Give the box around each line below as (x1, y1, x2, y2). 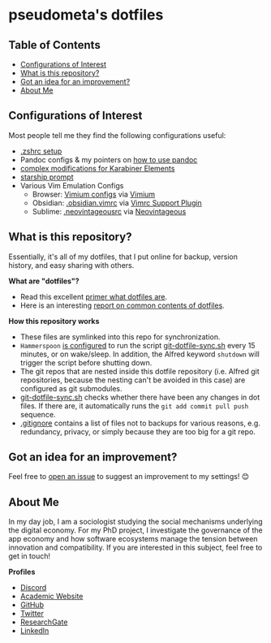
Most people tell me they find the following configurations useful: (8, 130, 226, 140)
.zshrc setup (19, 146, 62, 156)
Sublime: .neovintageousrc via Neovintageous (32, 206, 187, 216)
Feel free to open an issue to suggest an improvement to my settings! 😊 (8, 472, 250, 481)
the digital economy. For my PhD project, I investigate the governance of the (8, 525, 263, 535)
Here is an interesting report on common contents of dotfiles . (19, 300, 225, 310)
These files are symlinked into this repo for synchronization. (19, 331, 221, 342)
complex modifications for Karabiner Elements (19, 163, 175, 173)
